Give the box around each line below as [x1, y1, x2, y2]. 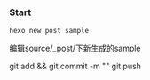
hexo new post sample [9, 27, 90, 36]
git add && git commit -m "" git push [9, 60, 142, 72]
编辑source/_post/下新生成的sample [9, 43, 141, 54]
